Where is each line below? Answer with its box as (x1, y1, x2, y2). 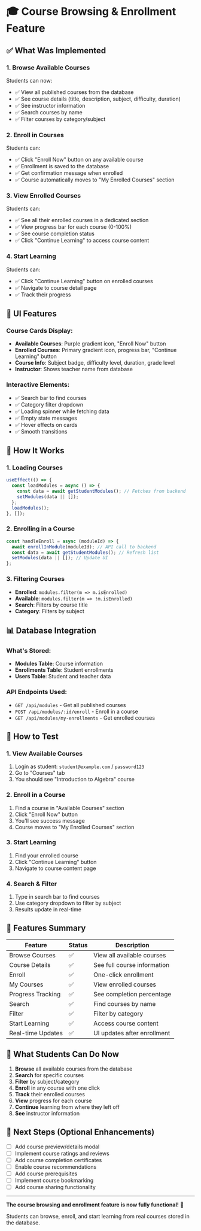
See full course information (93, 960, 170, 969)
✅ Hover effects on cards (14, 421, 78, 428)
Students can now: (6, 77, 53, 84)
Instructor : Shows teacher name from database (14, 366, 133, 373)
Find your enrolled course (14, 851, 79, 859)
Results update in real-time (14, 906, 82, 913)
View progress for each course (14, 1097, 92, 1104)
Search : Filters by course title (14, 601, 88, 608)
